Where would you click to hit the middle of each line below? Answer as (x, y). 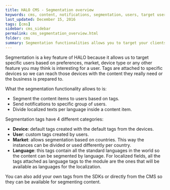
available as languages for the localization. (57, 166)
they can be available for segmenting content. (53, 182)
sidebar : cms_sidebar (28, 29)
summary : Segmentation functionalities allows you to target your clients (86, 43)
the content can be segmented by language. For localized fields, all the (87, 156)
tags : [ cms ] (18, 24)
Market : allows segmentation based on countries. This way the (78, 139)
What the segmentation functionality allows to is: (56, 89)
